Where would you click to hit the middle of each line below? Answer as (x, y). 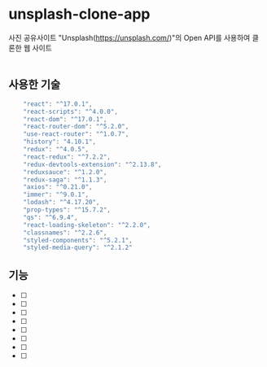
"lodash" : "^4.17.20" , (61, 203)
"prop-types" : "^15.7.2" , (67, 210)
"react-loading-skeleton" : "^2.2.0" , (87, 225)
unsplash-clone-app (79, 14)
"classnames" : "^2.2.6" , (65, 233)
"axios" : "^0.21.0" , (58, 187)
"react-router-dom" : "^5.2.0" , (76, 127)
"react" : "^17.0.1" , (58, 104)
